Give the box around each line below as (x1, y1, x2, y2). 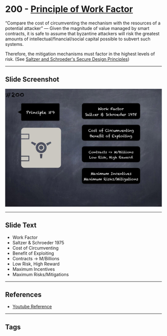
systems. (5, 41, 24, 47)
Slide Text (5, 221, 37, 230)
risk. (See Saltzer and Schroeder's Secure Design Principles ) (5, 56, 130, 62)
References (5, 290, 42, 299)
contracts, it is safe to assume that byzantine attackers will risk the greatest (5, 30, 160, 36)
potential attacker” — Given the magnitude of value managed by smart (5, 25, 150, 31)
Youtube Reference (12, 304, 52, 310)
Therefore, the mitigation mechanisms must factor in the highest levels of (5, 51, 155, 57)
